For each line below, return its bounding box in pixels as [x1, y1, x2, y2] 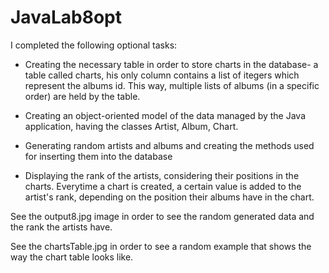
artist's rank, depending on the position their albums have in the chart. [24, 191, 315, 203]
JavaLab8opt [10, 6, 122, 29]
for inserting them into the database [24, 150, 173, 162]
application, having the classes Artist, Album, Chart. [24, 120, 239, 132]
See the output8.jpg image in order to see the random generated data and [10, 210, 315, 222]
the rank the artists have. [10, 221, 113, 233]
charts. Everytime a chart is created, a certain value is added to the [24, 180, 302, 192]
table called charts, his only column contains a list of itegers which [24, 69, 300, 81]
